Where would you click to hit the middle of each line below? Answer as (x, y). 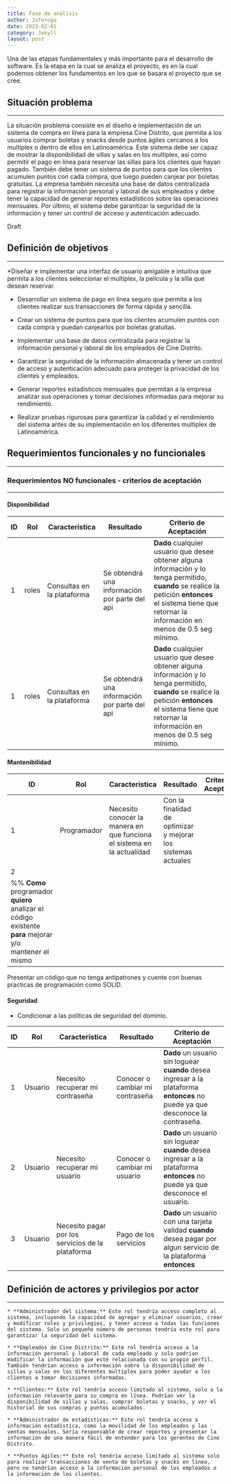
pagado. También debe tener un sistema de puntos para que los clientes (110, 169)
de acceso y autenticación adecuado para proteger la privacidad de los (118, 368)
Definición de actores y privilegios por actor (103, 1289)
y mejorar (179, 835)
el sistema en (130, 843)
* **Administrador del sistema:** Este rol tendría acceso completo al (112, 1312)
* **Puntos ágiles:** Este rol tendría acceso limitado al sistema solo (113, 1456)
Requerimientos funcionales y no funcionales (107, 453)
